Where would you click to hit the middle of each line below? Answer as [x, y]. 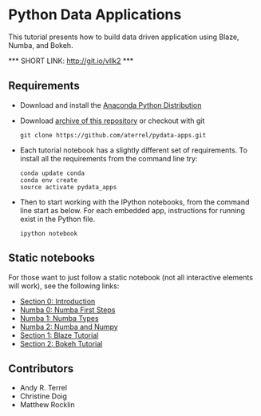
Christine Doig [43, 396]
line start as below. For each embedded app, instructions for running [132, 210]
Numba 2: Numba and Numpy [69, 327]
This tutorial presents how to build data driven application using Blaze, [124, 37]
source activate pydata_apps [68, 187]
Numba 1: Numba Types [59, 318]
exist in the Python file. [57, 219]
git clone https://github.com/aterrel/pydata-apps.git [113, 135]
